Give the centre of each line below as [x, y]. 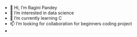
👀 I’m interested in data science [42, 13]
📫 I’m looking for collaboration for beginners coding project [71, 24]
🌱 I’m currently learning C [36, 18]
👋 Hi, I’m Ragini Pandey [33, 8]
